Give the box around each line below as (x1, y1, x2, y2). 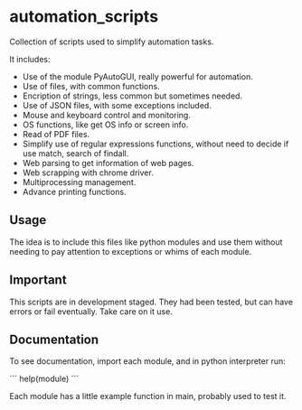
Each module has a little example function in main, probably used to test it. (9, 391, 287, 402)
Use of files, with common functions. (22, 80, 160, 91)
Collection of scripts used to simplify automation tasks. (9, 36, 214, 47)
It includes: (9, 53, 51, 64)
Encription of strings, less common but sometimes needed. (22, 90, 242, 101)
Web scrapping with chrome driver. (22, 167, 154, 178)
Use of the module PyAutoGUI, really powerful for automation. (22, 70, 253, 82)
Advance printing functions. (22, 186, 127, 197)
